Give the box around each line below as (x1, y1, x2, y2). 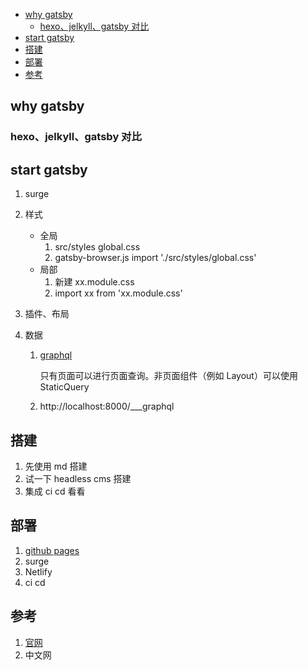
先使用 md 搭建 (24, 460, 88, 472)
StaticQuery (39, 381, 90, 393)
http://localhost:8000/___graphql (39, 400, 175, 413)
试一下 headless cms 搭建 (24, 472, 132, 484)
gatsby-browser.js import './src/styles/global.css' (54, 252, 257, 264)
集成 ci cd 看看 (24, 485, 86, 497)
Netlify (24, 565, 53, 578)
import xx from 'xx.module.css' (54, 287, 183, 299)
